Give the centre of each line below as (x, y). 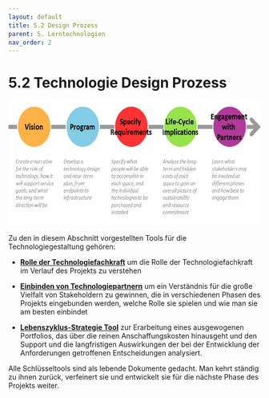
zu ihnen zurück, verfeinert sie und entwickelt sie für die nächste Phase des (133, 377)
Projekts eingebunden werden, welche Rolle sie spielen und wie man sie (139, 303)
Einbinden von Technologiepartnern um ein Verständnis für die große (136, 286)
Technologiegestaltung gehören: (62, 247)
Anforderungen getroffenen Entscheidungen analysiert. (111, 353)
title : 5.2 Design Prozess (53, 25)
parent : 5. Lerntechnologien (57, 34)
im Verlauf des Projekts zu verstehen (80, 271)
